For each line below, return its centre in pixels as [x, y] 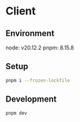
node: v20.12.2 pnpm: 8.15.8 [40, 47]
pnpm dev [16, 113]
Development [31, 99]
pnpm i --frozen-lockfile [38, 80]
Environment [30, 33]
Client [21, 11]
